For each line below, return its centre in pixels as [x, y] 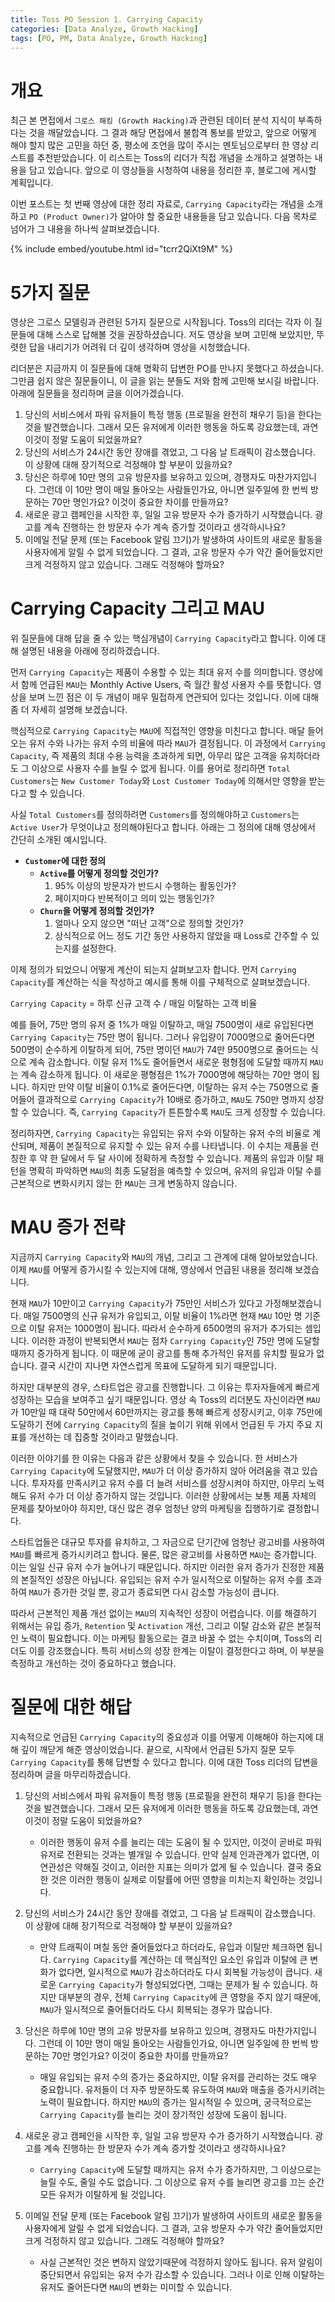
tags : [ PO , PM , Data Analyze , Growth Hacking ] [109, 38]
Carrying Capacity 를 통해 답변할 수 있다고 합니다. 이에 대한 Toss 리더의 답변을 [164, 1762]
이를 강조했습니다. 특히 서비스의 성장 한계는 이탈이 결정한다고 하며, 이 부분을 [176, 1651]
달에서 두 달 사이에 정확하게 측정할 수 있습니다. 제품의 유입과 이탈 [187, 1158]
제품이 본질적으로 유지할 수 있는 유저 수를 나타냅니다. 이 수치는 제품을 [174, 1146]
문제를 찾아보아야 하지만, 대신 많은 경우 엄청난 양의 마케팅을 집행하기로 [147, 1508]
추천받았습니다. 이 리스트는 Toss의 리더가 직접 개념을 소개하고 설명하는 [174, 158]
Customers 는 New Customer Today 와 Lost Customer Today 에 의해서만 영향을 [158, 781]
